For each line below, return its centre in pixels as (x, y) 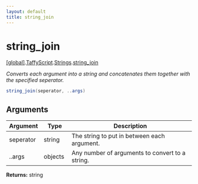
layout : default (26, 11)
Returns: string (24, 175)
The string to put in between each (118, 136)
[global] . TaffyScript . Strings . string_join (52, 63)
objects (54, 157)
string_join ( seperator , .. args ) (46, 91)
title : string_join (30, 17)
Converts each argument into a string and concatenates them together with (98, 74)
